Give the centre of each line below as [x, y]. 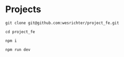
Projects [23, 9]
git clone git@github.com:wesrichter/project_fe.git [62, 23]
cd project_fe [20, 32]
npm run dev [18, 49]
